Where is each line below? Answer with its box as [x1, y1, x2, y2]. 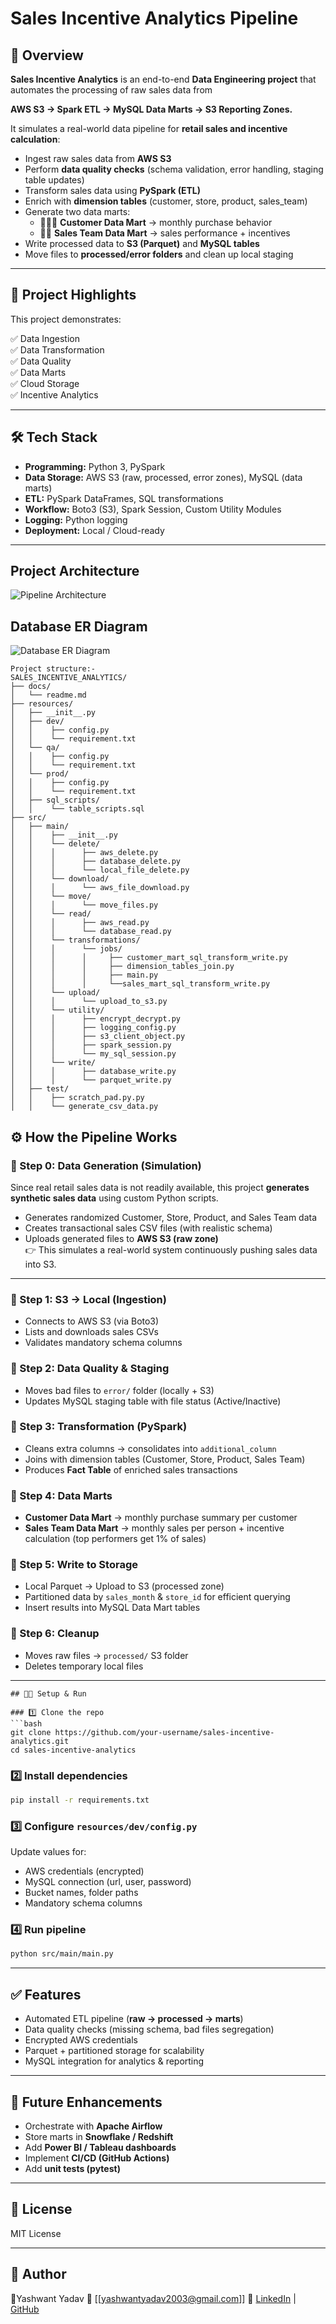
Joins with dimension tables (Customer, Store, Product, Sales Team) [24, 1453, 306, 1465]
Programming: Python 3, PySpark [24, 460, 166, 472]
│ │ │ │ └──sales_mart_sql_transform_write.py [10, 979, 271, 989]
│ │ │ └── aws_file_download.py [10, 883, 190, 893]
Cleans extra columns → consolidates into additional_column [24, 1442, 277, 1454]
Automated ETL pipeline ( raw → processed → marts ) [24, 2013, 244, 2025]
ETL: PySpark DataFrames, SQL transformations [24, 492, 224, 504]
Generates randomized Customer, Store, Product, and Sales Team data [24, 1211, 318, 1223]
